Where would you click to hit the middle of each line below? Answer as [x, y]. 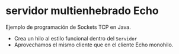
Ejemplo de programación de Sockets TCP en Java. [68, 27]
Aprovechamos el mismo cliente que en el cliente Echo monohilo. [94, 45]
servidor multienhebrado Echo [82, 11]
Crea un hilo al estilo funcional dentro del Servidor [76, 38]
